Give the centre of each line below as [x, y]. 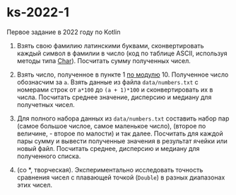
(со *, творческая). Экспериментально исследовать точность [110, 169]
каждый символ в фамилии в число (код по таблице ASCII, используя [122, 53]
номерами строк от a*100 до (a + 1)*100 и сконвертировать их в [115, 89]
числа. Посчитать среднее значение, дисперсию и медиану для [114, 97]
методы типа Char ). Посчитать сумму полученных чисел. [104, 60]
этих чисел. [35, 184]
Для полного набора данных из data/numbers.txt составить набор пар [123, 118]
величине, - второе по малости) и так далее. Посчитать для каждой [120, 133]
